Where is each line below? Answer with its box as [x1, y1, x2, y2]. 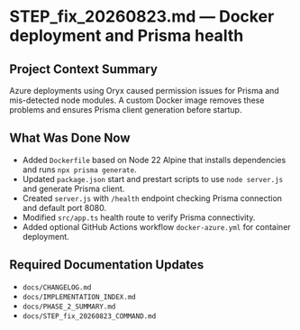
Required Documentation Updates [9, 257, 205, 272]
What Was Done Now [9, 131, 131, 146]
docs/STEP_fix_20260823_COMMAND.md [22, 311, 157, 321]
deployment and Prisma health [9, 25, 244, 46]
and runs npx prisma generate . [22, 164, 137, 175]
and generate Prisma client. [22, 183, 125, 194]
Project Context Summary [9, 61, 158, 77]
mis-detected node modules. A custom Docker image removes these [9, 95, 265, 105]
